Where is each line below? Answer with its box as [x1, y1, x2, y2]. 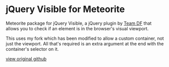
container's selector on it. [6, 46, 59, 52]
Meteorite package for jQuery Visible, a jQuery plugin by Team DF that [6, 20, 152, 26]
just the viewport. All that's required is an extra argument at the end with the [6, 40, 164, 46]
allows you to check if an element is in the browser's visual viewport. [6, 25, 149, 31]
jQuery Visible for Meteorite [6, 4, 125, 15]
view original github [6, 55, 47, 61]
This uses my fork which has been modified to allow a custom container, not [6, 35, 164, 41]
